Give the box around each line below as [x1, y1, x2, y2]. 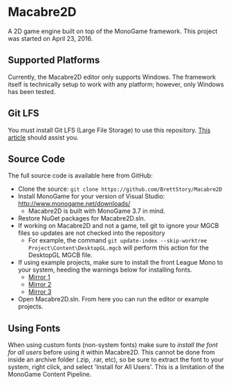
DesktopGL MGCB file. [28, 251, 93, 259]
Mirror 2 [28, 281, 52, 289]
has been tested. [8, 87, 56, 95]
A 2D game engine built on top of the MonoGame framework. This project [8, 27, 218, 35]
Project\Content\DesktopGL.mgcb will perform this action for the [28, 243, 210, 252]
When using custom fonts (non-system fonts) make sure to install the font [8, 341, 219, 349]
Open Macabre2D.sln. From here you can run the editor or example [17, 295, 210, 303]
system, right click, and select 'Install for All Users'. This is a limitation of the [8, 363, 225, 371]
